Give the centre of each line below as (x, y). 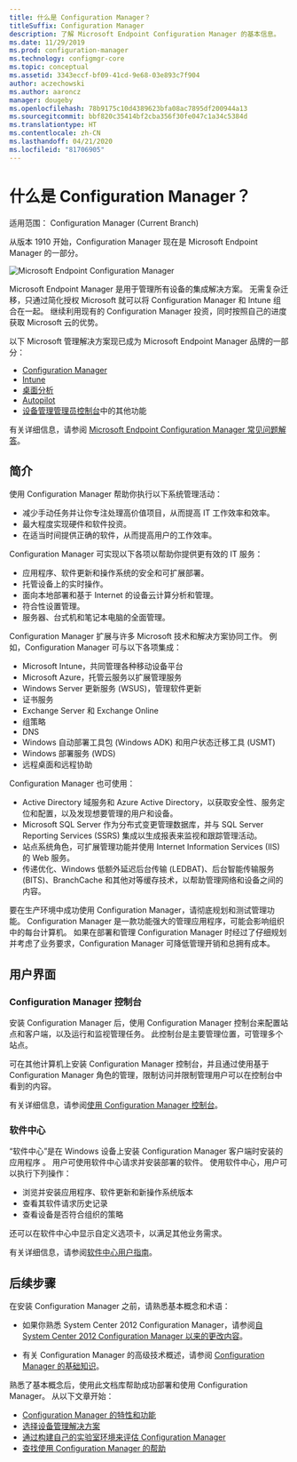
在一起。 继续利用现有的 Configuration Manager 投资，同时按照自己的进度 (152, 311)
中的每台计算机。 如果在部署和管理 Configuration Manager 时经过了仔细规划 (148, 932)
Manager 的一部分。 (46, 252)
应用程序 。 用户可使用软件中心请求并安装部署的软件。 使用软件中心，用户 (145, 1162)
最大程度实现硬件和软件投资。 (76, 524)
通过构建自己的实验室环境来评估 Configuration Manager (124, 1437)
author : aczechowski (47, 84)
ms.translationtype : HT (53, 125)
